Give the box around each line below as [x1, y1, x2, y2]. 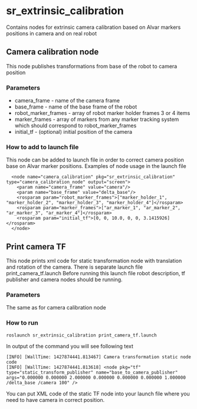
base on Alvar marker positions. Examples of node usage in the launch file [6, 163, 187, 170]
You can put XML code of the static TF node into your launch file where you [6, 390, 190, 397]
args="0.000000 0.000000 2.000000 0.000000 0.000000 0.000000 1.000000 [6, 374, 186, 381]
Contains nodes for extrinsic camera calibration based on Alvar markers [6, 24, 181, 31]
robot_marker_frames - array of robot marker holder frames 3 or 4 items [14, 110, 191, 117]
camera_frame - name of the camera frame [14, 97, 120, 104]
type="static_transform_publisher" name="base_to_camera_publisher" [6, 370, 178, 375]
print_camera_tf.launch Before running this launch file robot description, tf [6, 270, 186, 277]
